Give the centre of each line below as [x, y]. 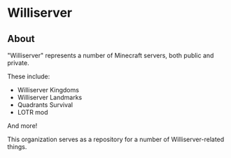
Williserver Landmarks [50, 97]
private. [18, 63]
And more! [22, 126]
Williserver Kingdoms [48, 90]
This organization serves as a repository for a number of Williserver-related [116, 139]
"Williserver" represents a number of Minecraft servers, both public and [111, 55]
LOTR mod [33, 112]
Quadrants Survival [45, 105]
